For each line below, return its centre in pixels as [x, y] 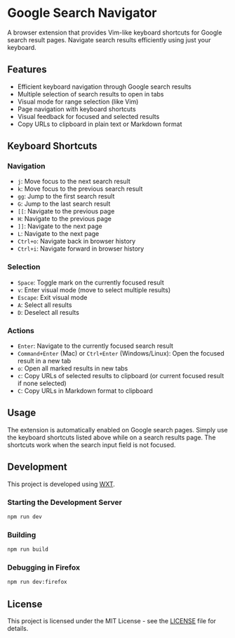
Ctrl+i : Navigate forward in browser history [81, 249]
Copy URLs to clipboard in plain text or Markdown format [100, 124]
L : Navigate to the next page [58, 234]
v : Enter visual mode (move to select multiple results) [94, 289]
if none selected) [42, 383]
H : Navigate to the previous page [65, 219]
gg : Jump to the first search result [66, 196]
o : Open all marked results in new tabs [73, 368]
